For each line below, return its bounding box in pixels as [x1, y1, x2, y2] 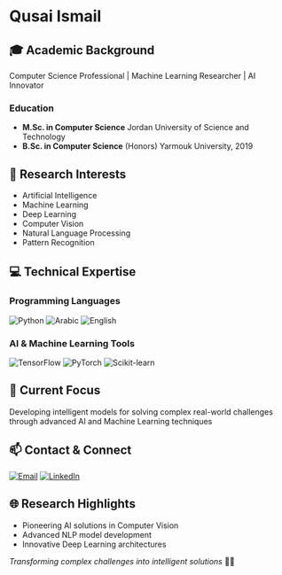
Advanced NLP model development [21, 529, 153, 540]
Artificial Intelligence [21, 190, 98, 201]
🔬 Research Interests [9, 167, 127, 182]
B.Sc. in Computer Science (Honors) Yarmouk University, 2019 [21, 141, 254, 152]
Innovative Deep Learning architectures [21, 539, 167, 549]
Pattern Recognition [21, 237, 95, 248]
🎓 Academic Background [9, 43, 155, 58]
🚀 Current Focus [9, 383, 101, 398]
